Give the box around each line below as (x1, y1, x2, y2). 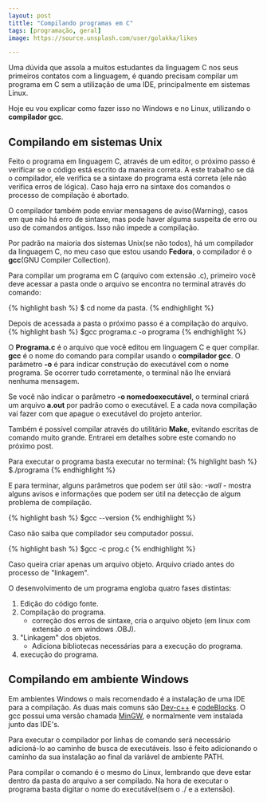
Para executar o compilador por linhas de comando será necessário (8, 735, 231, 745)
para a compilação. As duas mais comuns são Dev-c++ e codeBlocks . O (8, 702, 245, 712)
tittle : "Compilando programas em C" (8, 19, 134, 27)
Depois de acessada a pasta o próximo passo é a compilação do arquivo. (8, 318, 249, 328)
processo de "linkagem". (8, 568, 89, 578)
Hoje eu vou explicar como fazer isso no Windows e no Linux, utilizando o (8, 104, 251, 113)
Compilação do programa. (19, 607, 106, 617)
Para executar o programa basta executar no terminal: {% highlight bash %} (8, 456, 257, 467)
